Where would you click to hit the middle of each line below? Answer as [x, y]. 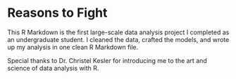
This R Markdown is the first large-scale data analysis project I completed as [118, 32]
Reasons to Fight [57, 13]
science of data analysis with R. [53, 68]
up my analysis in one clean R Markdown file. [73, 47]
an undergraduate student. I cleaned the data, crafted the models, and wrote [118, 39]
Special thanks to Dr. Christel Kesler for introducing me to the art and [107, 60]
